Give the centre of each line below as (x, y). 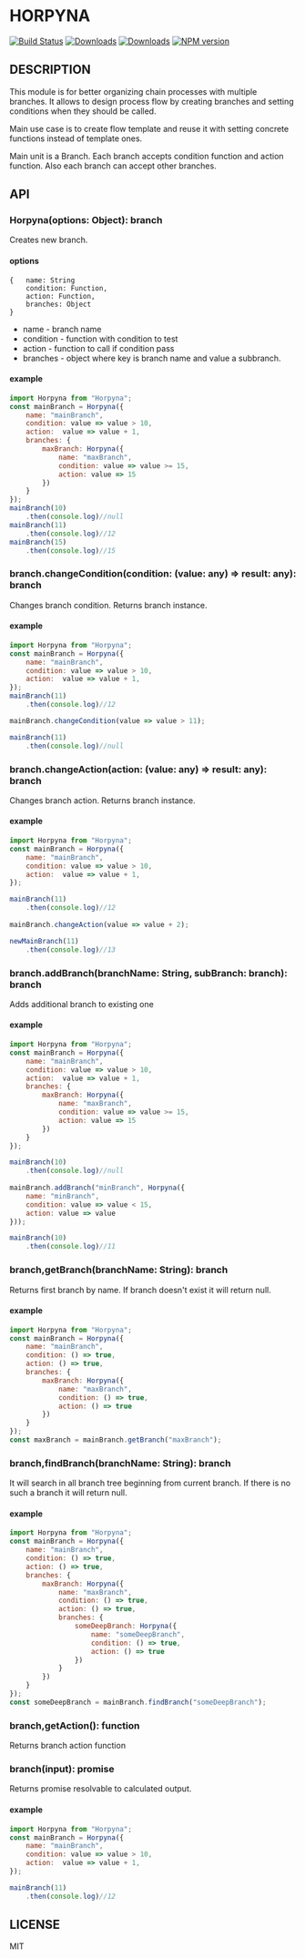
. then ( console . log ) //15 (71, 551)
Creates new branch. (49, 240)
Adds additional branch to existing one (82, 1004)
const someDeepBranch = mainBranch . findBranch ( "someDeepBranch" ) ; (138, 1702)
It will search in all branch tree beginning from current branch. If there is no (150, 1483)
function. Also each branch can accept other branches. (113, 166)
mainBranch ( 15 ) (38, 542)
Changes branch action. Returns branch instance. (102, 800)
